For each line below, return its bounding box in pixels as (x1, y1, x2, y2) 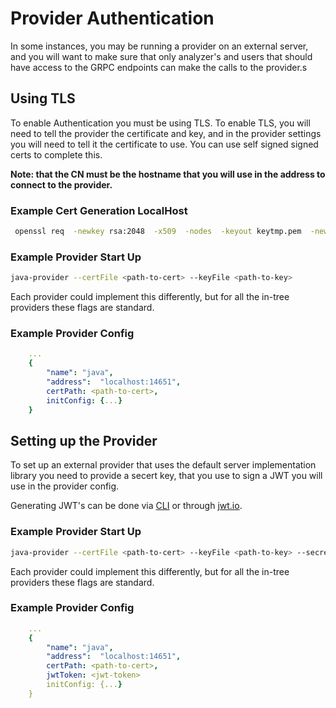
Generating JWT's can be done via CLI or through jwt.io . (10, 500, 243, 512)
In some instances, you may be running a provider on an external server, (10, 40, 309, 52)
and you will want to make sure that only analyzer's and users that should (10, 50, 313, 62)
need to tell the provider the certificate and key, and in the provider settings (10, 127, 322, 139)
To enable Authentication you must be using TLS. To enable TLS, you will (10, 117, 311, 129)
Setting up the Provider (10, 432, 158, 449)
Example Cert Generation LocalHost (10, 203, 188, 217)
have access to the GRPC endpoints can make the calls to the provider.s (10, 61, 308, 73)
